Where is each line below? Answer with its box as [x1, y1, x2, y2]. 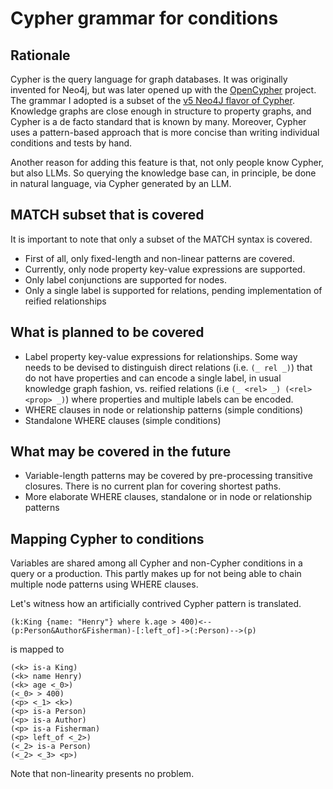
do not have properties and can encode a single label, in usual [24, 372, 282, 384]
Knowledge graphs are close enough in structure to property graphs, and [10, 105, 312, 117]
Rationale [10, 47, 71, 64]
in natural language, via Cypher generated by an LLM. [10, 178, 232, 189]
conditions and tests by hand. [10, 137, 133, 149]
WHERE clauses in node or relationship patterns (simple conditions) [24, 403, 304, 416]
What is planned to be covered [10, 324, 205, 341]
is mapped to [10, 643, 65, 656]
